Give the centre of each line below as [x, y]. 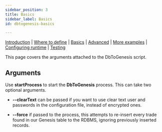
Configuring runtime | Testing [35, 47]
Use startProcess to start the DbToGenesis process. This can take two [78, 85]
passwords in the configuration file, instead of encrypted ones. [77, 105]
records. [21, 126]
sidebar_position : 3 [27, 10]
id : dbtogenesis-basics [30, 24]
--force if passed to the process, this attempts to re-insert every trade [84, 115]
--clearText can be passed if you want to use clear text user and [79, 100]
